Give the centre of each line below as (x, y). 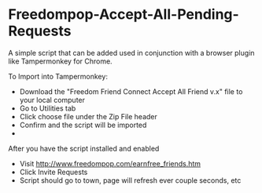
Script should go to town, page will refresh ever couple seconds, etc (130, 180)
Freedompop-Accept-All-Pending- (124, 15)
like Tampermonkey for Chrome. (60, 61)
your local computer (52, 100)
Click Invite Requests (54, 172)
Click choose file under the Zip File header (88, 116)
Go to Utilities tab (48, 108)
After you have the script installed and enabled (84, 148)
